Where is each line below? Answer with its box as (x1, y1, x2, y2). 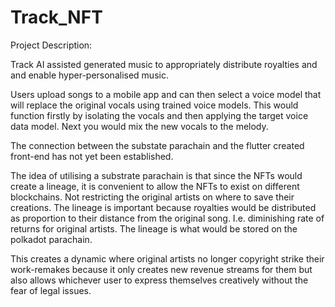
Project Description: (10, 39, 93, 51)
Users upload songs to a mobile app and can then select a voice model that (10, 88, 322, 100)
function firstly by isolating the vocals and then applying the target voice (10, 109, 309, 121)
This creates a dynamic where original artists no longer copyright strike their (10, 252, 325, 265)
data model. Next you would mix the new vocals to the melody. (10, 120, 269, 132)
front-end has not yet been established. (10, 150, 174, 162)
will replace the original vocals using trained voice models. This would (10, 99, 299, 111)
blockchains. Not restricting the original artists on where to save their (10, 191, 295, 203)
